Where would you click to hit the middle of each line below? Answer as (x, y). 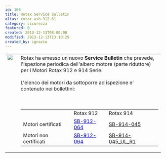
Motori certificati (42, 124)
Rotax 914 (121, 113)
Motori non (36, 135)
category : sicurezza (26, 23)
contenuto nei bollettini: (48, 88)
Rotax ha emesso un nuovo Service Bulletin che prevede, (87, 58)
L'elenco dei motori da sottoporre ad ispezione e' (77, 82)
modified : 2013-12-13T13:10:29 (37, 38)
